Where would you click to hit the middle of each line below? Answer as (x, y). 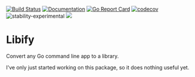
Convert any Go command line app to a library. (63, 56)
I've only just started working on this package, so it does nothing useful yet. (98, 67)
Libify (20, 40)
